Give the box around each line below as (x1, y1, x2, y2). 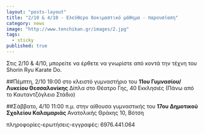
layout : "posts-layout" (6, 9, 67, 15)
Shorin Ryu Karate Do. (6, 66, 62, 73)
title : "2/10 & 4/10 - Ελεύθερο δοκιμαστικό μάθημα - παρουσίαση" (6, 15, 178, 21)
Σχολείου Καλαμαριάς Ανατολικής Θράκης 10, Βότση (6, 109, 144, 116)
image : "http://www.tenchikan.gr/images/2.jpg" (6, 26, 130, 32)
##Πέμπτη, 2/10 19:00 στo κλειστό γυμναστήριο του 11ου (6, 77, 150, 85)
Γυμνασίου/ (151, 77, 181, 85)
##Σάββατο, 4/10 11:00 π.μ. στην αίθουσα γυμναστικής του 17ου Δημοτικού (6, 102, 198, 110)
